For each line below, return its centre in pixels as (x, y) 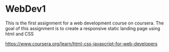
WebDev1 (26, 9)
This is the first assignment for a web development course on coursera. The (84, 23)
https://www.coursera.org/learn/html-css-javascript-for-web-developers (81, 43)
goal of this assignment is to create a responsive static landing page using (83, 28)
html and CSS (20, 34)
